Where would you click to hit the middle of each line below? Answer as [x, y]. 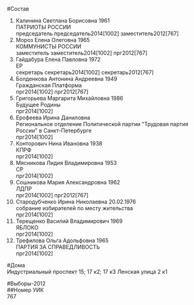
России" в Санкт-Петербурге [54, 131]
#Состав [18, 9]
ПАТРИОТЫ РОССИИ [43, 27]
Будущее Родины [38, 105]
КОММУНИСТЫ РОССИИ [48, 46]
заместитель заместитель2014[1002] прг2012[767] [81, 53]
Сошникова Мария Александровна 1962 [68, 182]
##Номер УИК [26, 290]
